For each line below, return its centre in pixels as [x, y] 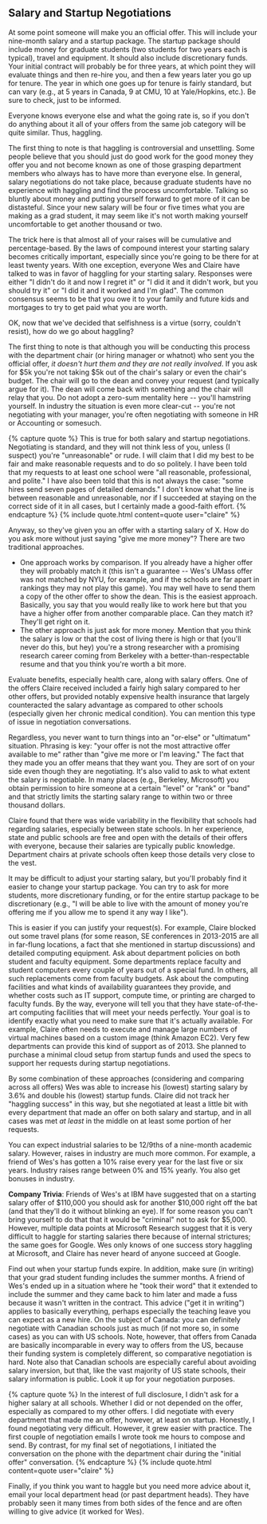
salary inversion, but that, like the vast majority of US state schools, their [127, 1370]
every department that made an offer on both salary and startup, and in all [130, 1112]
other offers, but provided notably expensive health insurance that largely [129, 696]
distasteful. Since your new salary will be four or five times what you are [127, 207]
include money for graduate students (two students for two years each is [128, 49]
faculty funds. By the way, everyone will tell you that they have [111, 1004]
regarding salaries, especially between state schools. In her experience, [126, 829]
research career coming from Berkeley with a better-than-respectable [134, 655]
